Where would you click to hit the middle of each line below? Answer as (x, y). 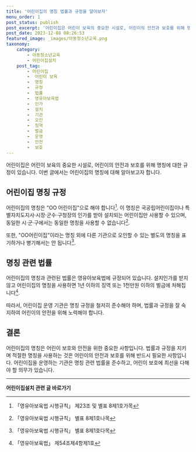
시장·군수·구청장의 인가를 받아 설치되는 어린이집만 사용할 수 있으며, (111, 215)
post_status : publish (32, 22)
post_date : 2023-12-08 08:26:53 (45, 33)
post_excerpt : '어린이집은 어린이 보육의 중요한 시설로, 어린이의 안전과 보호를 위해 (95, 28)
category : (29, 50)
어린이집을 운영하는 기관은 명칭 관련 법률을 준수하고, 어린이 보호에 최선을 (96, 363)
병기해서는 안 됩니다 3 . (51, 242)
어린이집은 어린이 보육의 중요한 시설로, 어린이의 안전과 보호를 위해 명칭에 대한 (94, 165)
